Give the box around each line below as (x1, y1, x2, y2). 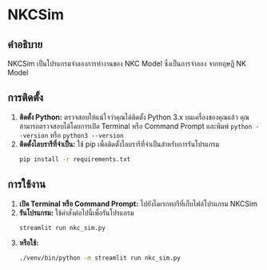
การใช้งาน (7, 178, 46, 191)
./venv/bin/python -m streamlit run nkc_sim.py (18, 254, 181, 262)
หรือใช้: (18, 238, 39, 248)
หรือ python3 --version (50, 130, 125, 139)
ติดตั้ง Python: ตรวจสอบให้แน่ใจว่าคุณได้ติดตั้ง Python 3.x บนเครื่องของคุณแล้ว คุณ (18, 112, 249, 122)
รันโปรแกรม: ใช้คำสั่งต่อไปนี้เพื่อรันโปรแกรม (18, 208, 134, 217)
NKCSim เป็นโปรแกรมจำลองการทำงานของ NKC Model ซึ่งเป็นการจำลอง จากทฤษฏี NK (7, 58, 247, 68)
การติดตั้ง (7, 91, 44, 105)
